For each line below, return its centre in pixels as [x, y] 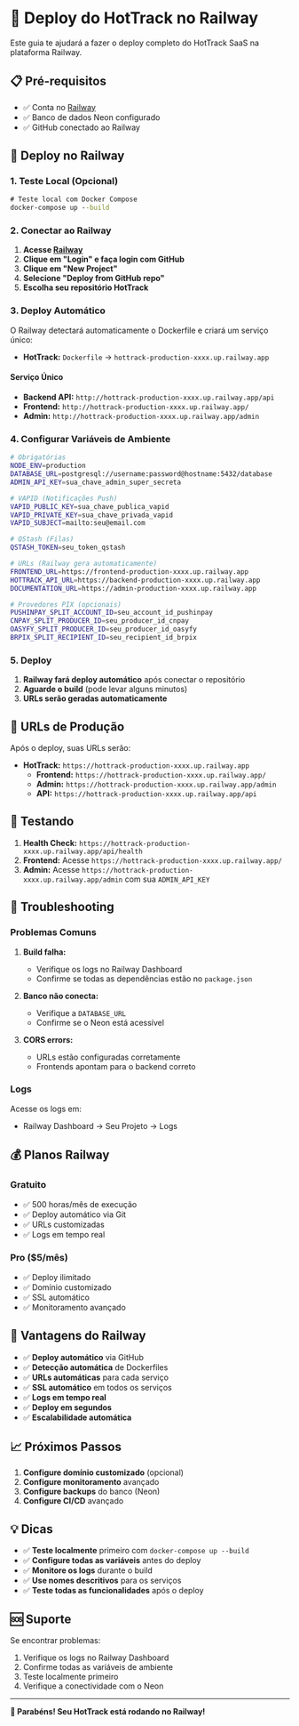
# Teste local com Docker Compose [74, 199]
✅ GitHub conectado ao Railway [82, 127]
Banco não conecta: [60, 996]
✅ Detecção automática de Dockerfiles [95, 1367]
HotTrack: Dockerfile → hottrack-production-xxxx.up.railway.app [146, 357]
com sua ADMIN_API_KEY [167, 879]
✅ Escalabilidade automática [77, 1417]
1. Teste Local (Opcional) [64, 181]
